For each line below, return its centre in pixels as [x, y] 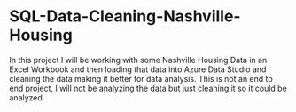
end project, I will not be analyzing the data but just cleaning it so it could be [148, 88]
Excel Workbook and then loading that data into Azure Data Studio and [138, 69]
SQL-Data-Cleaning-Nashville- [125, 16]
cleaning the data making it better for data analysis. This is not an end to [141, 78]
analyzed [26, 97]
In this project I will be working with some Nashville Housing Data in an [138, 60]
